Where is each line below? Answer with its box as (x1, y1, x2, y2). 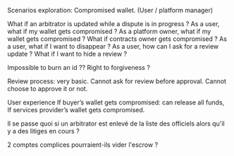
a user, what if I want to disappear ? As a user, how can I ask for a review (7, 42, 219, 50)
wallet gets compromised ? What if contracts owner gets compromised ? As (7, 35, 228, 43)
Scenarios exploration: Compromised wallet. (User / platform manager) (7, 6, 214, 14)
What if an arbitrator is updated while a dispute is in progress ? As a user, (7, 20, 220, 28)
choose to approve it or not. (7, 85, 88, 92)
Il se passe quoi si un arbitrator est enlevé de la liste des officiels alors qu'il (7, 119, 225, 128)
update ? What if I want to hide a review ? (7, 49, 128, 58)
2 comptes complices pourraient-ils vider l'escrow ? (7, 140, 159, 149)
